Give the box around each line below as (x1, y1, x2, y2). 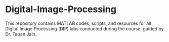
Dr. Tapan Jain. (5, 31, 37, 37)
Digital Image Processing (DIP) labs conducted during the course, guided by (5, 25, 164, 31)
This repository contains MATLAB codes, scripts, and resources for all (5, 20, 151, 26)
